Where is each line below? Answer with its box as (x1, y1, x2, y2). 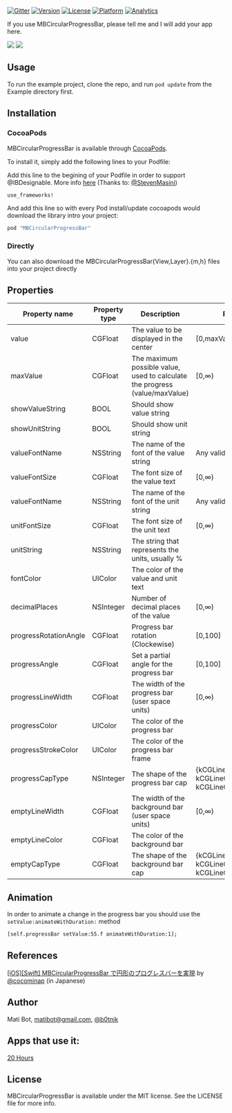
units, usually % (131, 554, 183, 564)
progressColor (10, 721, 57, 731)
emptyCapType (10, 860, 61, 869)
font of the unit (131, 497, 180, 506)
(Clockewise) (131, 639, 175, 649)
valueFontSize (10, 472, 57, 482)
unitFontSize (10, 521, 52, 531)
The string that (131, 537, 180, 546)
